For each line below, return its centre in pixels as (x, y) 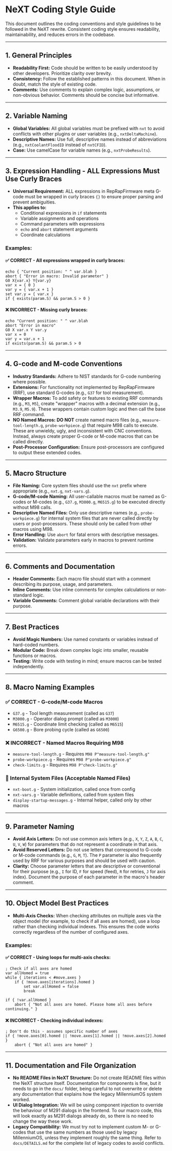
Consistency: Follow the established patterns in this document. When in (89, 78)
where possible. (30, 382)
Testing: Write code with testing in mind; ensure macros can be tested (87, 661)
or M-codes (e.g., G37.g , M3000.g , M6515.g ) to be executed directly (96, 502)
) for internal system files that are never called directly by (98, 518)
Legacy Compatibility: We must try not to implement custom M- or (83, 1127)
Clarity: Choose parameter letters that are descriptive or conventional (86, 866)
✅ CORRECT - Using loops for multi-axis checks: (58, 957)
